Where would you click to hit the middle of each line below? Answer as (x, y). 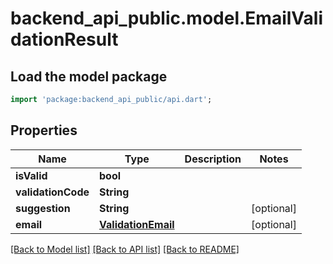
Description (213, 159)
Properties (44, 130)
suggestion (43, 208)
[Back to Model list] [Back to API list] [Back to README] (125, 249)
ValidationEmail (137, 224)
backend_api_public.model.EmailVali (167, 18)
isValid (31, 175)
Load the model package (89, 76)
